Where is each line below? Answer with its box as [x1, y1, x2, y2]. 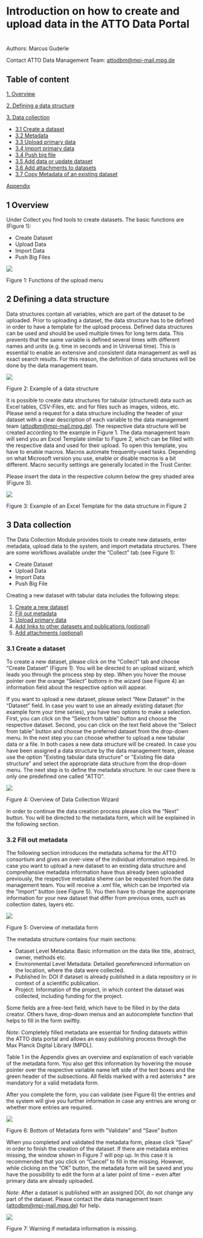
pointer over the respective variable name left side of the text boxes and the [6, 1067, 195, 1074]
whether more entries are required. [6, 1104, 94, 1111]
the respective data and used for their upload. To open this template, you [6, 441, 188, 449]
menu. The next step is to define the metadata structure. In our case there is [6, 766, 196, 773]
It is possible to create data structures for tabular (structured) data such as [6, 396, 192, 404]
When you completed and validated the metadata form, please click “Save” [6, 1139, 193, 1146]
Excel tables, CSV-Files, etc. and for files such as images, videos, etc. [6, 403, 180, 410]
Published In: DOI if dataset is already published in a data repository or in [14, 973, 197, 980]
